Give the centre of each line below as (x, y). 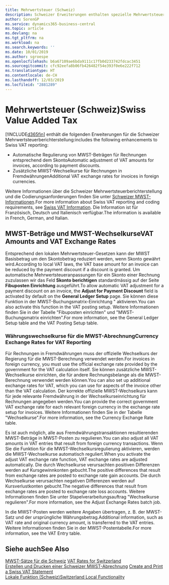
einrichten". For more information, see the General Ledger (99, 318)
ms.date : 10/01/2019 (27, 52)
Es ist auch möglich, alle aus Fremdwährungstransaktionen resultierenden (82, 433)
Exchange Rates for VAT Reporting (48, 343)
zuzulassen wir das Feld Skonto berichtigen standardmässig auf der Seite (82, 280)
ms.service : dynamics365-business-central (50, 24)
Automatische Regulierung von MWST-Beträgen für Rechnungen (79, 154)
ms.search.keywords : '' (30, 47)
